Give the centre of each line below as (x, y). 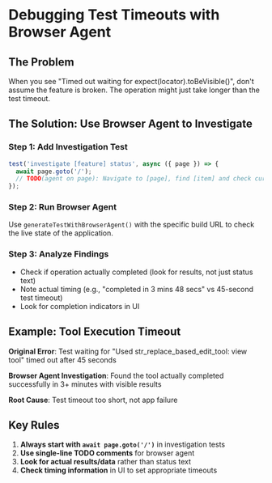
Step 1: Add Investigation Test (68, 147)
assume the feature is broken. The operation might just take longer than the (134, 90)
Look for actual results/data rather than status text (106, 462)
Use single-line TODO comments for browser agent (107, 453)
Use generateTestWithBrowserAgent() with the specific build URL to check (132, 225)
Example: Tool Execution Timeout (95, 332)
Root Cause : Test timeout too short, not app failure (93, 400)
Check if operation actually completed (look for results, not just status (136, 272)
